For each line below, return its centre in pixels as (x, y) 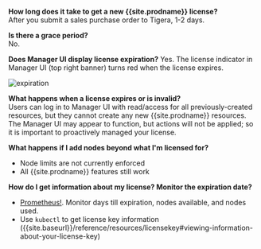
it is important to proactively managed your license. (92, 132)
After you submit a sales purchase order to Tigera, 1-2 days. (107, 20)
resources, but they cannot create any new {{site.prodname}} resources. (127, 115)
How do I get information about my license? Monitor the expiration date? (130, 187)
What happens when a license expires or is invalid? (95, 98)
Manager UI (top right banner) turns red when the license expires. (116, 68)
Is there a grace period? (49, 35)
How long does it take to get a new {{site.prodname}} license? (113, 12)
